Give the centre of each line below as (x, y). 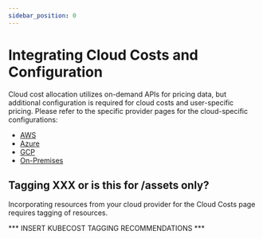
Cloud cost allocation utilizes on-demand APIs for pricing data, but (118, 94)
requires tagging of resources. (58, 213)
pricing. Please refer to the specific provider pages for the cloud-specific (128, 111)
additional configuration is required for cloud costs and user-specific (121, 102)
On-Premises (41, 160)
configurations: (33, 119)
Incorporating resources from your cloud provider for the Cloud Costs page (132, 205)
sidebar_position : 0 (43, 16)
